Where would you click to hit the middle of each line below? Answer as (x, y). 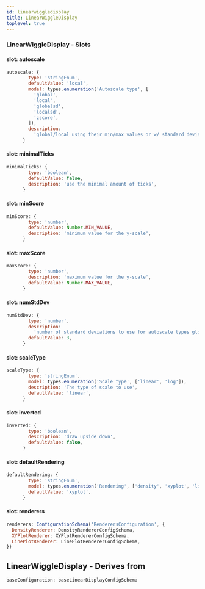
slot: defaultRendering (36, 462)
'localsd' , (47, 112)
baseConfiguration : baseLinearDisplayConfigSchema (72, 580)
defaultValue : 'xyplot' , (60, 492)
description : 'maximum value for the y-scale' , (90, 277)
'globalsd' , (49, 106)
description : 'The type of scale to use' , (83, 387)
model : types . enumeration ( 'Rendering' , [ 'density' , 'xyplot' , (109, 486)
